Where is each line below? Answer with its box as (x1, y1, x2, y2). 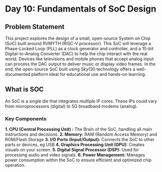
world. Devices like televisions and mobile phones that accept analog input (5, 56, 154, 61)
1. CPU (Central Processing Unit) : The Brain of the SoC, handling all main (5, 127, 152, 132)
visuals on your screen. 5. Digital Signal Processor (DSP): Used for (5, 147, 139, 153)
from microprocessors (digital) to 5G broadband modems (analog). (5, 103, 138, 109)
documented (5, 72, 30, 77)
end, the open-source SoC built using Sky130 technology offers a (5, 66, 135, 72)
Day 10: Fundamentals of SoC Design (5, 3, 156, 14)
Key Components (5, 115, 47, 122)
